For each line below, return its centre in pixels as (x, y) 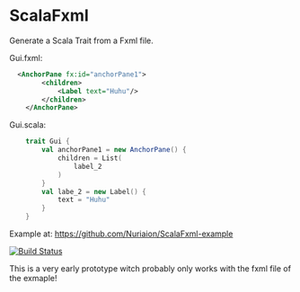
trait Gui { (48, 142)
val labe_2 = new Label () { (94, 191)
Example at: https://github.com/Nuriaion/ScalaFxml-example (121, 234)
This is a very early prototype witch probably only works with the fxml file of (150, 269)
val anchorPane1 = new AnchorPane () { (114, 150)
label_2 (88, 166)
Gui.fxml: (26, 58)
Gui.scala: (28, 125)
